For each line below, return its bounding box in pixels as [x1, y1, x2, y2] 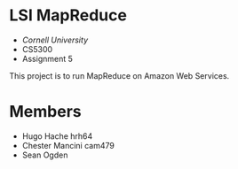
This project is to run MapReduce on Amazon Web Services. [9, 70, 230, 81]
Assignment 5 [21, 53, 74, 64]
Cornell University [21, 35, 89, 45]
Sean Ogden [21, 150, 68, 160]
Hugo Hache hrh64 [21, 130, 93, 142]
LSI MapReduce [9, 5, 127, 26]
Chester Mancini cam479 [21, 140, 115, 150]
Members [9, 102, 82, 122]
